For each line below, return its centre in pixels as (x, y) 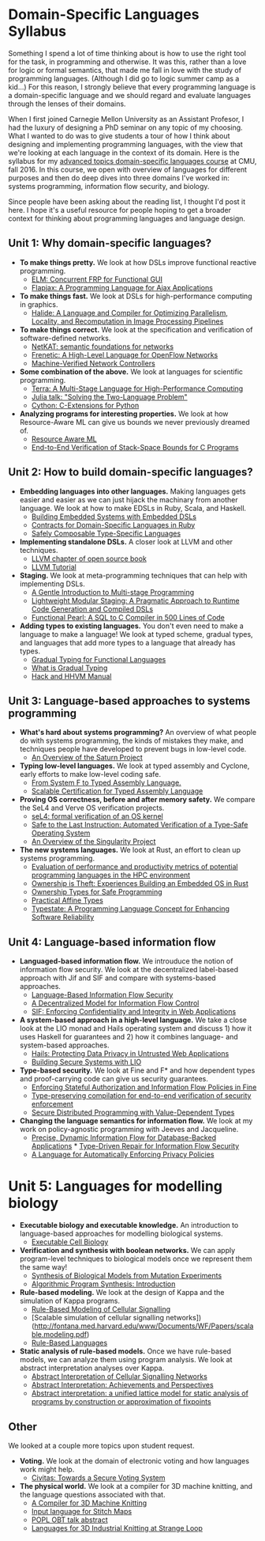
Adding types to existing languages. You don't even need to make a (132, 626)
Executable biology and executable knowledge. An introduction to (129, 1225)
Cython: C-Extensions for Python (85, 405)
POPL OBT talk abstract (69, 1520)
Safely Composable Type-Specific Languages (106, 533)
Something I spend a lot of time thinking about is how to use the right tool (127, 53)
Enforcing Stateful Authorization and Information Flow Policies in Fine (144, 1087)
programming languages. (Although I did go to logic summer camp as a (124, 78)
